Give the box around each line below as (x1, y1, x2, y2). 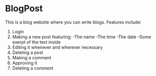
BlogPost (5, 3, 43, 14)
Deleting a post (12, 50, 43, 55)
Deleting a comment (12, 65, 54, 71)
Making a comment (12, 54, 52, 60)
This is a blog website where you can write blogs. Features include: (5, 19, 142, 25)
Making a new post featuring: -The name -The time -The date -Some (12, 34, 152, 40)
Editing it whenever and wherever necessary (12, 44, 103, 50)
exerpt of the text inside (12, 39, 61, 45)
